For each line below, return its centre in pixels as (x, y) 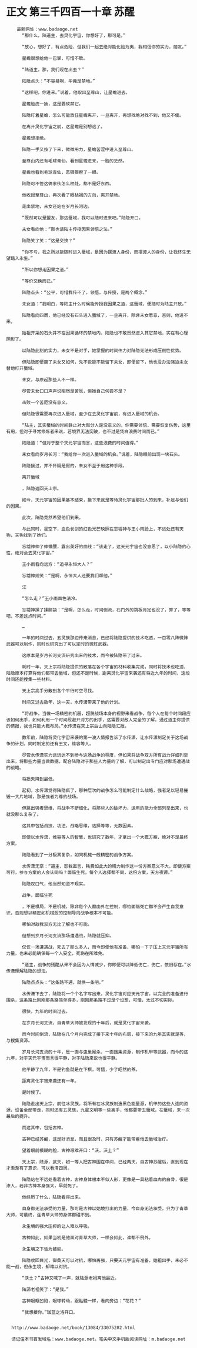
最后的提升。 (19, 1116)
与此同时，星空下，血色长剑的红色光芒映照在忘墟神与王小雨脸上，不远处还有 (101, 529)
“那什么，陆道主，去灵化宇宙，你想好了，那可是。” (74, 35)
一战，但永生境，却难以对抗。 (41, 1267)
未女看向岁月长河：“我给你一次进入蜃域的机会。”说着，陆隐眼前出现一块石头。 (102, 454)
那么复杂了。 (28, 814)
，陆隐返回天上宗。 (41, 488)
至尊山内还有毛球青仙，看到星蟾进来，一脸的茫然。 (74, 161)
